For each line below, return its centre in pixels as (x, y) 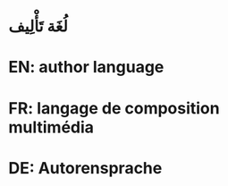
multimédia (51, 127)
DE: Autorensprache (85, 168)
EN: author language (86, 68)
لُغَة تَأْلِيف (38, 26)
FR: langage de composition (114, 108)
